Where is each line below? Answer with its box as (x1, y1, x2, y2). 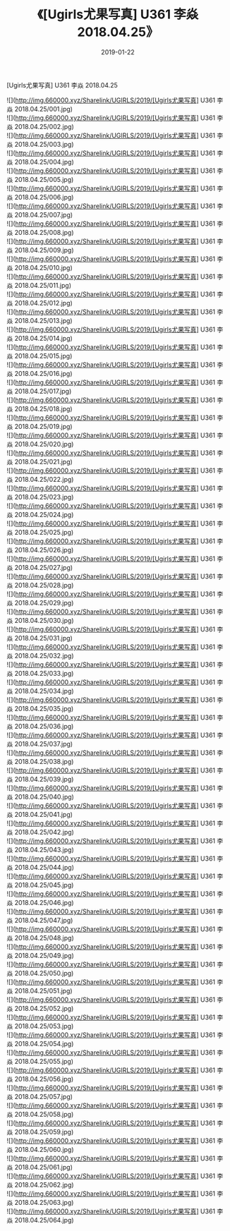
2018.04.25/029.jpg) (14, 598, 74, 607)
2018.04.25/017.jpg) (14, 387, 72, 395)
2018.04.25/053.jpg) (14, 1021, 74, 1030)
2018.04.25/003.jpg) (14, 140, 75, 148)
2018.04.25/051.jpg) (14, 986, 73, 995)
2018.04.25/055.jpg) (14, 1057, 74, 1065)
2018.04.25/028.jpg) (14, 581, 74, 589)
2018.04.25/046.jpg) (14, 898, 75, 906)
